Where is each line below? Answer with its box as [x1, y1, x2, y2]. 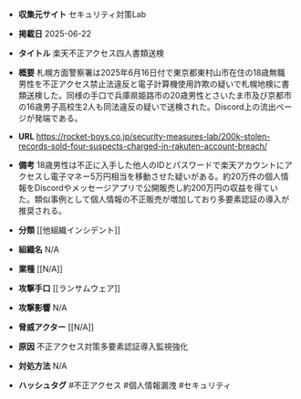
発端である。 [34, 113, 83, 123]
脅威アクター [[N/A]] [17, 321, 94, 332]
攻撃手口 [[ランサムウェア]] [17, 283, 120, 293]
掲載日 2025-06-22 [17, 28, 91, 39]
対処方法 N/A [17, 361, 67, 371]
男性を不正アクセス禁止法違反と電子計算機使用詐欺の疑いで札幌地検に [17, 79, 282, 89]
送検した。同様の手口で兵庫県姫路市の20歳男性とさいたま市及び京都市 [26, 90, 292, 100]
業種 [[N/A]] [17, 264, 64, 274]
